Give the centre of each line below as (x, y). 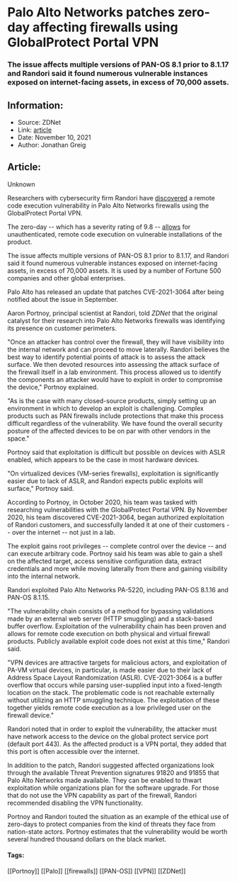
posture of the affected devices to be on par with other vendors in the (109, 431)
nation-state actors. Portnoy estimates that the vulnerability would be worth (117, 831)
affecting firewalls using (105, 27)
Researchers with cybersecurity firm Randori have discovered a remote (111, 198)
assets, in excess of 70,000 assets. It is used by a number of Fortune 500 (114, 271)
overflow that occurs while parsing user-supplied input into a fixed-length (115, 685)
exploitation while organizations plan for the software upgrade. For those (113, 788)
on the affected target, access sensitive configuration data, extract (104, 561)
